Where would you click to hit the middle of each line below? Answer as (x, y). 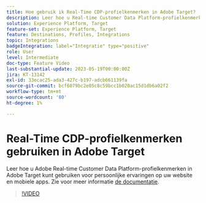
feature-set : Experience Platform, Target (61, 29)
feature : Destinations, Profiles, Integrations (68, 35)
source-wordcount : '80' (37, 97)
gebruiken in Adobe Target (76, 151)
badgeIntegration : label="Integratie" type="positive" (78, 46)
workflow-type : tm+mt (34, 92)
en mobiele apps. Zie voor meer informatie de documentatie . (83, 182)
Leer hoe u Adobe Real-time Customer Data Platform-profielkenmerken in (99, 168)
